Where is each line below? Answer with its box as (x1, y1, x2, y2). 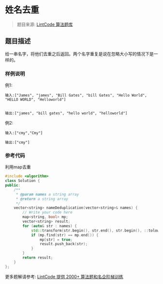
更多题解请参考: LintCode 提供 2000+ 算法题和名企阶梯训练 (5, 273, 124, 280)
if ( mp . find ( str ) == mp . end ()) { (31, 232, 99, 237)
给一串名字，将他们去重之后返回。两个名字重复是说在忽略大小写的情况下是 (5, 51, 154, 56)
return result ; (22, 255, 53, 260)
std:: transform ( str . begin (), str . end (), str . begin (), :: (31, 228, 149, 233)
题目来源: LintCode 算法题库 (16, 21, 73, 27)
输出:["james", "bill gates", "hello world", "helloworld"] (5, 111, 128, 116)
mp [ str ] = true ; (39, 237, 73, 242)
